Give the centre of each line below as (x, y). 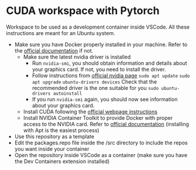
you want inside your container (52, 149)
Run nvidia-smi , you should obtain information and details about (109, 63)
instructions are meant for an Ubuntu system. (61, 33)
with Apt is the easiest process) (61, 130)
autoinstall (68, 93)
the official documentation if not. (54, 50)
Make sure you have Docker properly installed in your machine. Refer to (101, 44)
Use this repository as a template (54, 136)
